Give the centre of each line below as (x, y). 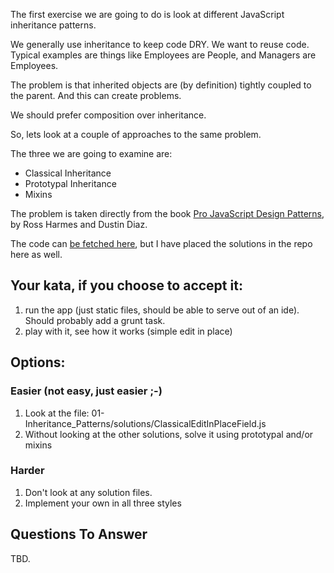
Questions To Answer (79, 534)
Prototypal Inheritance (70, 183)
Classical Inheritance (68, 173)
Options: (38, 362)
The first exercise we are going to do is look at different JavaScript (147, 14)
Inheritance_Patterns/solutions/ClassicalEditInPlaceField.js (145, 423)
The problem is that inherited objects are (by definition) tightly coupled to (161, 85)
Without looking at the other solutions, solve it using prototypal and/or (169, 434)
